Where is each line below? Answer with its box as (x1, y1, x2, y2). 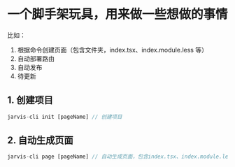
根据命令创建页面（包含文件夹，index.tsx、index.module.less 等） (17, 45, 208, 54)
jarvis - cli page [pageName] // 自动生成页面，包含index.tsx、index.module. (7, 153, 222, 161)
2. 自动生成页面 (7, 134, 73, 147)
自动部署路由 (17, 54, 55, 63)
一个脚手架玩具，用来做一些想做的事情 (7, 6, 229, 22)
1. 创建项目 (7, 94, 54, 106)
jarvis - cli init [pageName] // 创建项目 (7, 113, 122, 120)
